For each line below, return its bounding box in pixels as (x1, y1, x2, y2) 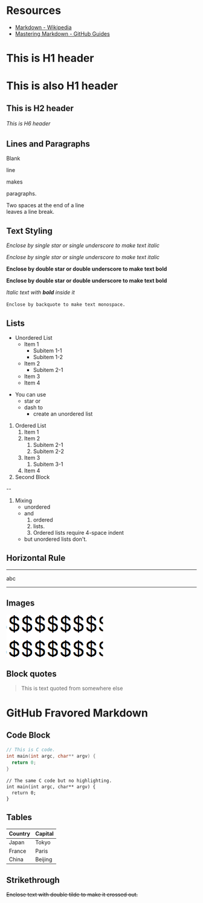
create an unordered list (33, 410, 93, 417)
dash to (24, 403, 43, 411)
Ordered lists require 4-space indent (33, 529, 124, 536)
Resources (6, 4, 62, 18)
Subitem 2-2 (33, 448, 65, 455)
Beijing (35, 855, 53, 863)
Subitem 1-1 (33, 346, 62, 354)
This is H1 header (6, 51, 94, 65)
